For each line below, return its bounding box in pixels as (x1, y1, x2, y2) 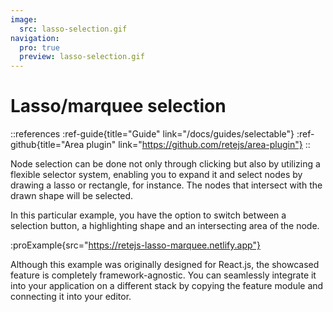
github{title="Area (10, 139, 85, 151)
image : (10, 14, 38, 25)
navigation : (10, 33, 60, 43)
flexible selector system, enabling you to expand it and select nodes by (10, 169, 303, 181)
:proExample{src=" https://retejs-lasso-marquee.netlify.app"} (10, 239, 261, 251)
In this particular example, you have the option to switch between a (10, 209, 287, 221)
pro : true (19, 42, 60, 53)
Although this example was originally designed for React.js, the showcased (10, 259, 320, 271)
